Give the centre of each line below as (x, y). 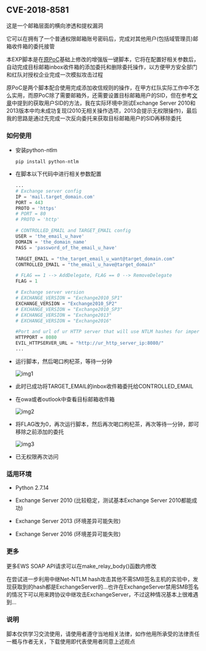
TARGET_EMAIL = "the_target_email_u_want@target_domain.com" (95, 259)
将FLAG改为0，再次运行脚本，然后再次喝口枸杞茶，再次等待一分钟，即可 (107, 424)
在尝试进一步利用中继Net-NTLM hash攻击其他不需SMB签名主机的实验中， (100, 579)
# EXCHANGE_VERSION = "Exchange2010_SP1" (69, 298)
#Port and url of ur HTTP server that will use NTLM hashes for (99, 332)
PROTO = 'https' (36, 208)
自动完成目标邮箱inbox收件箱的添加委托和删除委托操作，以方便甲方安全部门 (102, 67)
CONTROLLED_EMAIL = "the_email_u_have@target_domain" (85, 265)
